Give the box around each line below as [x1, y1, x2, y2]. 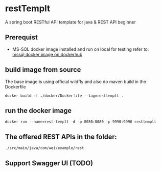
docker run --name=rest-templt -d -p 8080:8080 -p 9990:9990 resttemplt [5, 119, 157, 125]
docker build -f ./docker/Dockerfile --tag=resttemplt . [5, 93, 124, 98]
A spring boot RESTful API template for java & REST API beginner [5, 19, 136, 25]
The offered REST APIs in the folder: [5, 132, 117, 141]
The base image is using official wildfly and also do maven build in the [5, 79, 146, 85]
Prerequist [5, 33, 38, 42]
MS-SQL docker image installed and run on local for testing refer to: [12, 46, 149, 52]
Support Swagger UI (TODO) [5, 159, 93, 167]
